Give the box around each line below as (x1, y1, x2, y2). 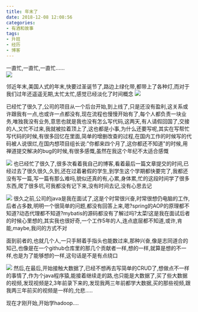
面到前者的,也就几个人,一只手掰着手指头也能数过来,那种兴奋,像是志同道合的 (6, 237, 189, 244)
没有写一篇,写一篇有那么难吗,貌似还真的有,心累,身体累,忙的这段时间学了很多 (6, 174, 190, 182)
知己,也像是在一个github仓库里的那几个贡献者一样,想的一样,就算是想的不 (6, 244, 181, 251)
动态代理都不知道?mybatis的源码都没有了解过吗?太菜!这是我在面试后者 (19, 209, 190, 217)
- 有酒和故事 (6, 25, 34, 31)
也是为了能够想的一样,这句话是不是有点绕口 (12, 251, 118, 259)
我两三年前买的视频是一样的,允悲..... (6, 286, 93, 294)
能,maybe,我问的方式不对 (6, 224, 67, 231)
